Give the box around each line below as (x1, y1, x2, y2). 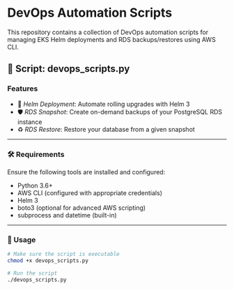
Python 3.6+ (17, 181, 54, 190)
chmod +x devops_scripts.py (7, 257, 89, 264)
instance (17, 117, 42, 126)
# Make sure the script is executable (7, 251, 120, 258)
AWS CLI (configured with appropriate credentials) (17, 188, 162, 197)
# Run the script (7, 270, 58, 277)
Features (7, 84, 38, 93)
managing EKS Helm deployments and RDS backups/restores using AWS (7, 35, 216, 43)
